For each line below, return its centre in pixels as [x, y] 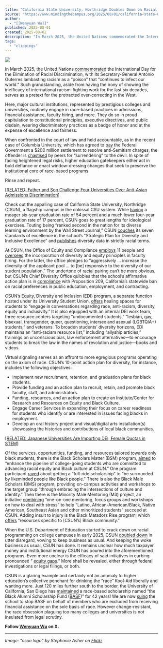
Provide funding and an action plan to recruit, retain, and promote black [83, 387]
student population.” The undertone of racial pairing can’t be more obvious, [80, 271]
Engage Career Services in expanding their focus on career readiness [82, 408]
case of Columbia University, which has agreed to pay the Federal [71, 145]
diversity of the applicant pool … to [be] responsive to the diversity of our [78, 265]
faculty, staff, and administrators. [45, 392]
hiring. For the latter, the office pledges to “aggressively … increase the [76, 260]
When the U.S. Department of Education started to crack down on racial [77, 529]
